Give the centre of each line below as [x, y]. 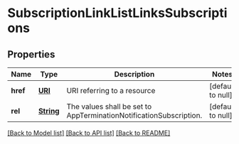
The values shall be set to [109, 106]
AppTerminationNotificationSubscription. [134, 115]
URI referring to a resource [111, 90]
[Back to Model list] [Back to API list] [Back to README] [89, 133]
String [49, 111]
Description [134, 74]
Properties [31, 54]
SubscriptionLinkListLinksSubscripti [117, 13]
